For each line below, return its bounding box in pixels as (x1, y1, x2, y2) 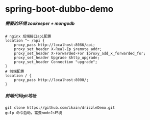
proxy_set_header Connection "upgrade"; (14, 60, 98, 64)
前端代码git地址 (5, 93, 37, 99)
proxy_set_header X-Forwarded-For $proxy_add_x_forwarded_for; (14, 51, 146, 56)
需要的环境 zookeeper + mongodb (5, 20, 75, 26)
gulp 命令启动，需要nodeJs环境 (5, 111, 62, 116)
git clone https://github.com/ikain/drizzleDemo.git (5, 105, 115, 110)
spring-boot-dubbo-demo (5, 3, 114, 15)
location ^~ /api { (5, 38, 45, 43)
